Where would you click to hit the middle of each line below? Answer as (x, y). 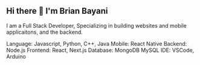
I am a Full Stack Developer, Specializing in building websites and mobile (97, 25)
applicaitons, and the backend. (45, 32)
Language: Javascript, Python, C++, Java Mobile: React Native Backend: (97, 43)
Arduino (16, 56)
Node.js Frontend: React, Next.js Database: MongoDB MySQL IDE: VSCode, (100, 50)
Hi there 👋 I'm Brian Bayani (57, 11)
